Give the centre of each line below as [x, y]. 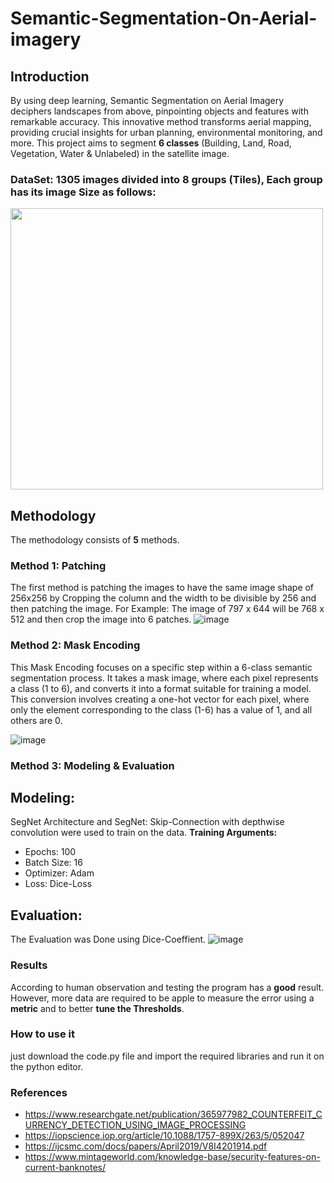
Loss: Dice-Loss [58, 884]
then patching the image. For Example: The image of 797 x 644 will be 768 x [167, 609]
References [39, 1092]
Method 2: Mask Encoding [75, 645]
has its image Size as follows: [83, 192]
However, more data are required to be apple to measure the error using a [162, 998]
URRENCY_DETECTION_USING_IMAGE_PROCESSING [135, 1125]
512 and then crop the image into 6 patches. [101, 619]
